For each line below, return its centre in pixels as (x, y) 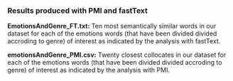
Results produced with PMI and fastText (77, 11)
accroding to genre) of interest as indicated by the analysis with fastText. (114, 41)
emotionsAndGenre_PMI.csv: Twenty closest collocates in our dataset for (117, 55)
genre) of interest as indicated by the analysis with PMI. (89, 70)
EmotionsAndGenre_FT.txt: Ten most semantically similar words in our (112, 26)
